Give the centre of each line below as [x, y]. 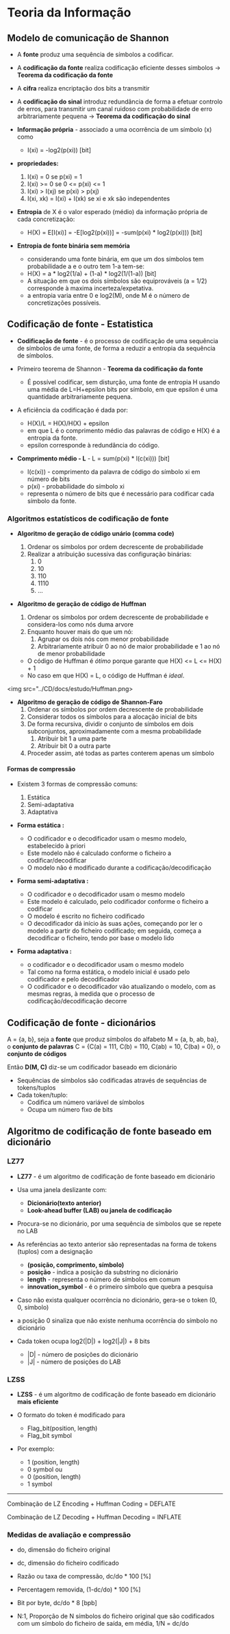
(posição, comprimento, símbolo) [76, 1265]
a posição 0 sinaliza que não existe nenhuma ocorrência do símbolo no [117, 1320]
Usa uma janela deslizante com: [62, 1189]
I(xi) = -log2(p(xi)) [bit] [59, 150]
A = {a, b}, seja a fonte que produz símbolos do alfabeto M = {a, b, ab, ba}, [113, 1039]
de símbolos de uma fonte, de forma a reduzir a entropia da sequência [116, 348]
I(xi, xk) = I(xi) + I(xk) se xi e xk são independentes [99, 198]
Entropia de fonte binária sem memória [73, 246]
